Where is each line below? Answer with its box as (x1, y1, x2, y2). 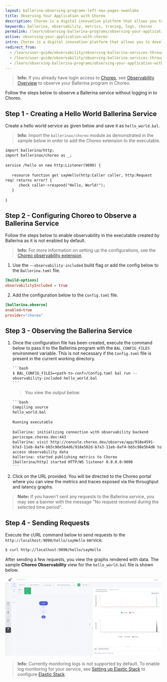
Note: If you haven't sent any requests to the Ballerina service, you (17, 494, 155, 500)
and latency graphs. (12, 484, 54, 490)
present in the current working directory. (12, 356, 95, 362)
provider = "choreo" (5, 313, 43, 318)
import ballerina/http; (5, 148, 55, 153)
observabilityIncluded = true (5, 283, 68, 288)
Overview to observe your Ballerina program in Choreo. (17, 80, 131, 86)
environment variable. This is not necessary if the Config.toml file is (12, 350, 152, 356)
